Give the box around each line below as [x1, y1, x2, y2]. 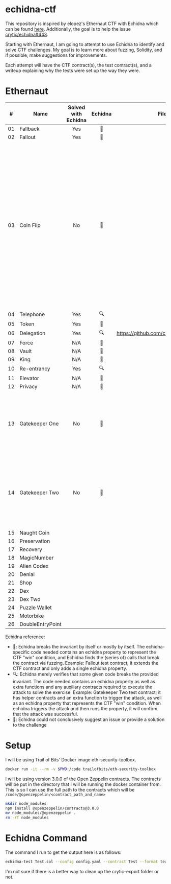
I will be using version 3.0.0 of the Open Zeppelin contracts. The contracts [5, 776, 161, 782]
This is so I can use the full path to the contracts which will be [5, 786, 135, 793]
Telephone [19, 311, 45, 318]
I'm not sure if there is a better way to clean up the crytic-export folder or [5, 869, 159, 874]
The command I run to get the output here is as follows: [5, 849, 122, 855]
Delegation [19, 330, 46, 337]
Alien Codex [19, 562, 49, 569]
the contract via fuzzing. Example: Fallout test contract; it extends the [12, 660, 159, 666]
